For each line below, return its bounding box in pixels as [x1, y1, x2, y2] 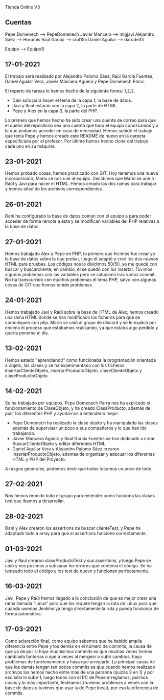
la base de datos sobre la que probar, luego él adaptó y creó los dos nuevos [5, 256, 158, 262]
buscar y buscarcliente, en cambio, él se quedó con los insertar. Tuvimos [5, 266, 153, 272]
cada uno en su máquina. [5, 143, 56, 149]
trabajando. [12, 430, 36, 436]
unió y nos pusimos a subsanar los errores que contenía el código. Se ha [5, 562, 152, 568]
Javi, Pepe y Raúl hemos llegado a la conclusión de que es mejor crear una [5, 595, 157, 601]
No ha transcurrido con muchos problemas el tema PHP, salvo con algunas [5, 277, 157, 283]
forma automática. [5, 610, 42, 616]
